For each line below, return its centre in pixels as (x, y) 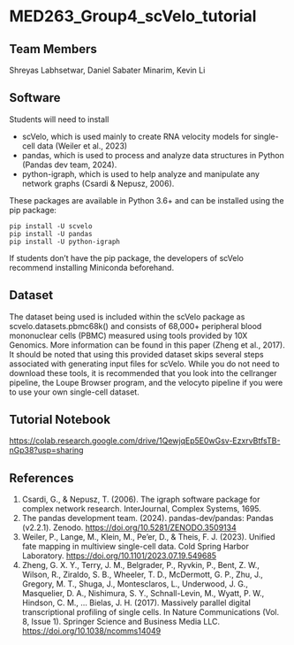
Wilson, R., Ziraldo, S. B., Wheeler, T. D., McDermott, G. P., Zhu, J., (142, 575)
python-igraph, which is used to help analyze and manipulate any (141, 173)
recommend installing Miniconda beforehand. (92, 267)
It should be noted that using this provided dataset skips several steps (136, 354)
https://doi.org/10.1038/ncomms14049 (91, 631)
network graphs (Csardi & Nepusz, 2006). (98, 183)
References (41, 478)
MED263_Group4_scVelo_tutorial (133, 16)
